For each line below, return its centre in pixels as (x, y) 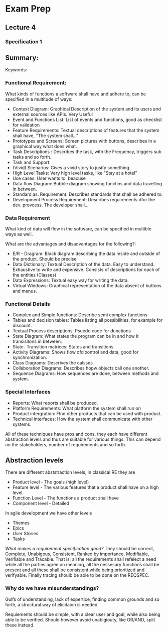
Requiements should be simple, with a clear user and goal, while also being (83, 614)
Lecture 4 (21, 27)
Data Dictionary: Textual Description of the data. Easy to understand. (83, 264)
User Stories (25, 534)
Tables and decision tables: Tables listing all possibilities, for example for (88, 320)
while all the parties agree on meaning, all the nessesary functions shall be (82, 565)
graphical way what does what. (45, 146)
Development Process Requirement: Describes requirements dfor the (84, 199)
